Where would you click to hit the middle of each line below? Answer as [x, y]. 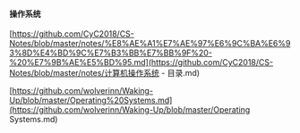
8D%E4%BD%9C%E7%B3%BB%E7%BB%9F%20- [117, 53]
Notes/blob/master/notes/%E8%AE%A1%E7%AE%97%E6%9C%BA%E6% [148, 44]
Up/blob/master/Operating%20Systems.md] [91, 100]
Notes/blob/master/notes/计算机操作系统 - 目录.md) [104, 73]
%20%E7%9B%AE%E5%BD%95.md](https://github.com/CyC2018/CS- [141, 62]
